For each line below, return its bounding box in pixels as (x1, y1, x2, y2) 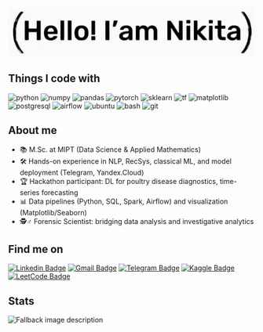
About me (8, 124, 57, 137)
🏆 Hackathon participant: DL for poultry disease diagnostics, (19, 177, 218, 186)
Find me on (8, 242, 64, 256)
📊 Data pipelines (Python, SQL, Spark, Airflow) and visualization (19, 197, 228, 206)
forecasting (41, 188, 79, 197)
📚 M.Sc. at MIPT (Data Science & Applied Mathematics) (19, 145, 202, 154)
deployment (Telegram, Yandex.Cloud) (19, 168, 144, 178)
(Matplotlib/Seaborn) (19, 208, 88, 218)
